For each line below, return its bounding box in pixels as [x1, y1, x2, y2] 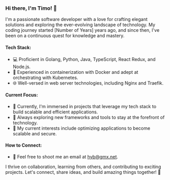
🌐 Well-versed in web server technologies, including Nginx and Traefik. [12, 79, 164, 86]
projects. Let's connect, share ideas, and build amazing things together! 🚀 [5, 169, 161, 175]
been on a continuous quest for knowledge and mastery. [5, 33, 124, 39]
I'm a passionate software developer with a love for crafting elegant [5, 16, 148, 23]
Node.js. [12, 64, 31, 70]
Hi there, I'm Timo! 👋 [5, 5, 57, 12]
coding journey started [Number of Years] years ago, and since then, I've [5, 27, 160, 33]
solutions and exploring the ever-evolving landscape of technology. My [5, 22, 156, 28]
